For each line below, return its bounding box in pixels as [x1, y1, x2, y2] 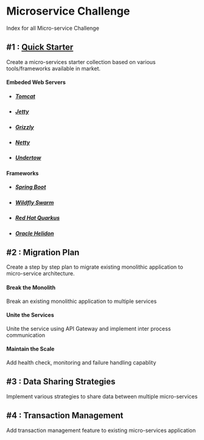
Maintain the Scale [6, 346, 55, 353]
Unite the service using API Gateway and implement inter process [6, 325, 171, 332]
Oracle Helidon [15, 230, 54, 237]
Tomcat [15, 93, 35, 100]
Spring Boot [15, 183, 46, 191]
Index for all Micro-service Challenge [6, 24, 99, 32]
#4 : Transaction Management [6, 410, 124, 421]
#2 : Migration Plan [6, 247, 80, 257]
